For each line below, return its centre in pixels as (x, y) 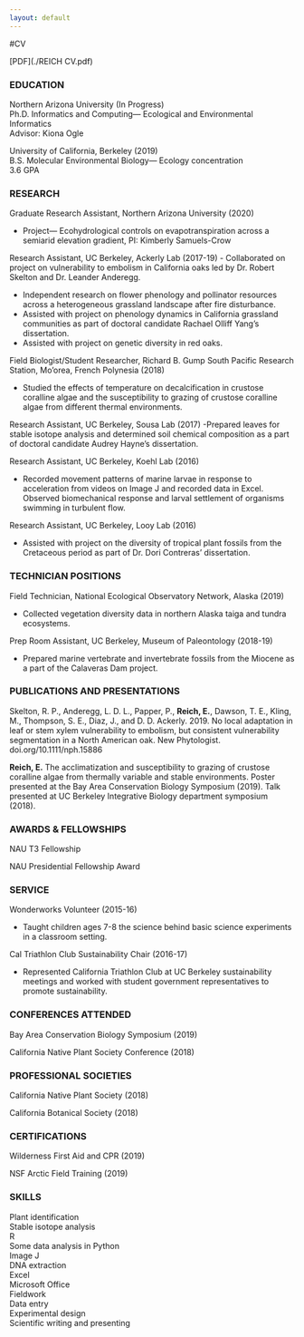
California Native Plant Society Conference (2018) (102, 1051)
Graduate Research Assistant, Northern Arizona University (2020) (132, 213)
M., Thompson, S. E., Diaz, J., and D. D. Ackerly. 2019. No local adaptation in (152, 721)
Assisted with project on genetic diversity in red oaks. (123, 343)
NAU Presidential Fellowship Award (75, 867)
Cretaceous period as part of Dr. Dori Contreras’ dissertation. (136, 553)
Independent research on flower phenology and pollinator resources (150, 295)
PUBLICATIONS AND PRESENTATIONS (95, 692)
